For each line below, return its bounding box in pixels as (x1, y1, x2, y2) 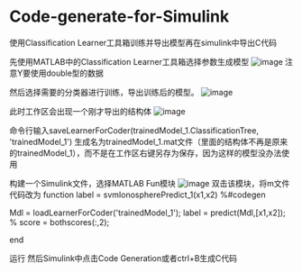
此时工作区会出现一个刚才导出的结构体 (9, 105, 151, 116)
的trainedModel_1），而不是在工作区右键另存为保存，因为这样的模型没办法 (9, 147, 282, 159)
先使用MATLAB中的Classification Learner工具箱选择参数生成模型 (9, 56, 250, 67)
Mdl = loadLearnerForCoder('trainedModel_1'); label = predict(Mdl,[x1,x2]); (9, 207, 286, 218)
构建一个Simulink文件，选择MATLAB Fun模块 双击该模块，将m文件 (9, 177, 290, 188)
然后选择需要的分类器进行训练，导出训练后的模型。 (9, 86, 199, 97)
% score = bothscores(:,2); (9, 216, 110, 227)
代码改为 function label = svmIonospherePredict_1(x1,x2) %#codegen (9, 189, 266, 200)
